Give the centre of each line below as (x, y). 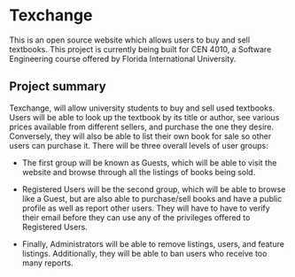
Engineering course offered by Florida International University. (123, 58)
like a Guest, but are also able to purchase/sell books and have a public (152, 198)
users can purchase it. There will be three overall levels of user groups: (139, 145)
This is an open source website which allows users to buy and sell (130, 40)
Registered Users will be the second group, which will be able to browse (154, 189)
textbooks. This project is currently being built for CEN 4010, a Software (140, 49)
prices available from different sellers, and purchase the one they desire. (142, 127)
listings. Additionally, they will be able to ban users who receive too (144, 253)
